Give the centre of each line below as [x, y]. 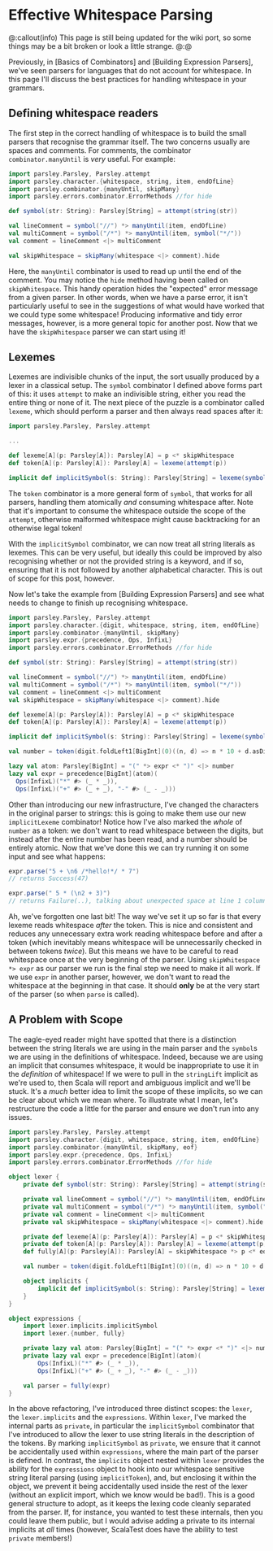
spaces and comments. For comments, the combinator [100, 150]
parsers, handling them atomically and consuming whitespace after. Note [131, 502]
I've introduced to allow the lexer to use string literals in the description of [132, 1435]
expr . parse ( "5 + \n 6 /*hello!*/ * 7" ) [74, 871]
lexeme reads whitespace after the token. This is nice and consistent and [131, 926]
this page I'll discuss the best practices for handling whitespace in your [128, 79]
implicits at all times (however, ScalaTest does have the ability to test [123, 1530]
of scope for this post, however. [62, 578]
